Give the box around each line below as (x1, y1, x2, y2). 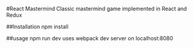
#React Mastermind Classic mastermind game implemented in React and (6, 5, 187, 12)
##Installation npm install (6, 23, 69, 30)
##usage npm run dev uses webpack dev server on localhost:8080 (6, 35, 174, 41)
